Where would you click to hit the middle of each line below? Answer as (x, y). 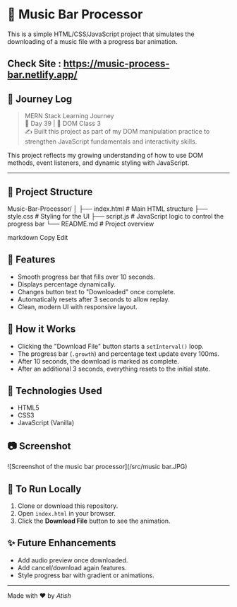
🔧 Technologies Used (55, 391)
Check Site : (35, 64)
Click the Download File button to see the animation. (94, 521)
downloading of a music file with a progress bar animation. (92, 41)
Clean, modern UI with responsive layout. (77, 306)
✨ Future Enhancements (62, 543)
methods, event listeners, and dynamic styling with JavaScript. (98, 163)
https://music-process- (116, 64)
